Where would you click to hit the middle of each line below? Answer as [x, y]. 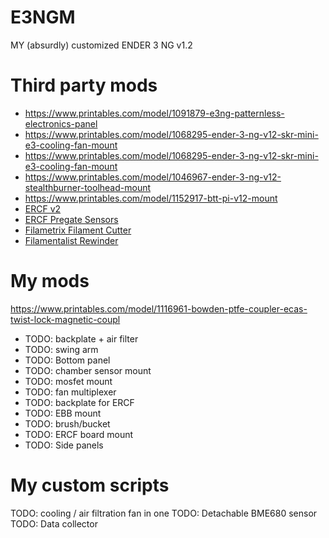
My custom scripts [90, 485]
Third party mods [84, 85]
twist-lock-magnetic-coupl [65, 319]
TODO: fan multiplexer [70, 392]
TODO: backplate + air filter [81, 338]
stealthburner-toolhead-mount [88, 187]
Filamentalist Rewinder [71, 240]
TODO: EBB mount [63, 413]
